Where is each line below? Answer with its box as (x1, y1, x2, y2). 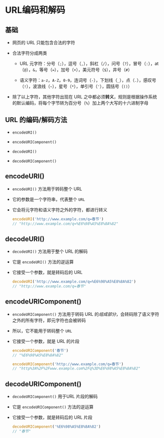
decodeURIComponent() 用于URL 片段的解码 (12, 394, 98, 400)
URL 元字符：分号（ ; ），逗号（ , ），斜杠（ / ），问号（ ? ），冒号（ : (19, 61, 149, 67)
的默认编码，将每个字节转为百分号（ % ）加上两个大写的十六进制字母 (12, 100, 149, 106)
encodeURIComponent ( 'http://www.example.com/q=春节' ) (12, 362, 124, 367)
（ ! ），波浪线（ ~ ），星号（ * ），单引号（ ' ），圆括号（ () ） (19, 83, 132, 89)
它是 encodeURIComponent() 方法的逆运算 (12, 404, 94, 410)
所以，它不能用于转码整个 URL (12, 328, 72, 334)
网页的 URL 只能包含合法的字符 (12, 40, 75, 45)
